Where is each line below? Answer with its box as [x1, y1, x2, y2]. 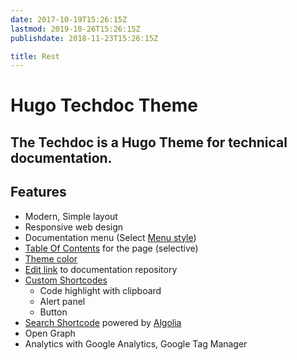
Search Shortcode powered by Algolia [24, 316, 182, 328]
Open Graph [24, 327, 76, 339]
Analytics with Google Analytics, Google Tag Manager [24, 337, 248, 350]
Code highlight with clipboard [39, 284, 162, 296]
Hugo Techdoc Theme [10, 94, 198, 117]
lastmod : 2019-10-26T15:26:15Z [10, 24, 141, 34]
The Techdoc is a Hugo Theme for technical [10, 134, 288, 151]
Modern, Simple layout [24, 210, 118, 222]
